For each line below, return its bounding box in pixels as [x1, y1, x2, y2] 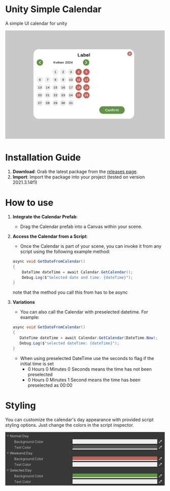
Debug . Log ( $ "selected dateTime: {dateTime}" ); [19, 340, 120, 346]
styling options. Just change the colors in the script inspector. [5, 422, 134, 428]
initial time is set [20, 361, 54, 367]
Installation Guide [5, 152, 81, 163]
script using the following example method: [20, 248, 110, 254]
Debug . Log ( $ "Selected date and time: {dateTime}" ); [22, 275, 133, 280]
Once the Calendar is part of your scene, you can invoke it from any [20, 243, 162, 249]
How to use [5, 197, 54, 208]
